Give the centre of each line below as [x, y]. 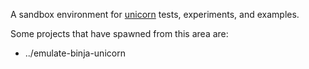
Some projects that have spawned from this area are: [119, 33]
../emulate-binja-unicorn [75, 53]
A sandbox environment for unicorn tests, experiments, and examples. [155, 14]
